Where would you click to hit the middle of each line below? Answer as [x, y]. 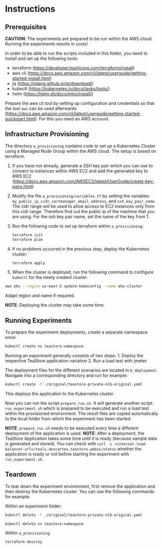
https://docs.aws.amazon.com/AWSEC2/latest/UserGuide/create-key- [84, 181]
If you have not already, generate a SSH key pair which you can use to [82, 166]
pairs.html [22, 186]
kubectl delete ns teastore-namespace [44, 524]
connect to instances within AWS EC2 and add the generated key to [80, 171]
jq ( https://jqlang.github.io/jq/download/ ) [53, 83]
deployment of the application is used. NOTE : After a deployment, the [75, 433]
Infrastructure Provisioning [47, 134]
